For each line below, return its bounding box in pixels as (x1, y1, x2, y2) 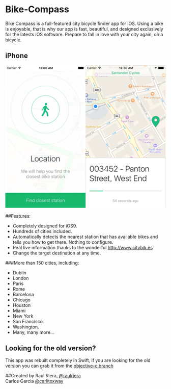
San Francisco (12, 318, 43, 324)
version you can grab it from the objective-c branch (5, 363, 113, 369)
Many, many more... (12, 329, 54, 335)
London (12, 275, 29, 281)
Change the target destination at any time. (12, 250, 101, 256)
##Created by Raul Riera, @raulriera (5, 373, 81, 379)
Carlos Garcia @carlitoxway (5, 378, 64, 384)
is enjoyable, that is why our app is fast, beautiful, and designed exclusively (5, 25, 164, 32)
